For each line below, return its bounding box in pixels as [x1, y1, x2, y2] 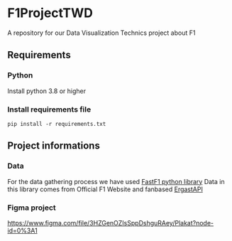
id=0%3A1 [7, 226, 38, 235]
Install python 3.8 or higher [7, 87, 87, 95]
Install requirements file [7, 105, 92, 114]
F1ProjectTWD [7, 5, 94, 21]
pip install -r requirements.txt [7, 120, 106, 127]
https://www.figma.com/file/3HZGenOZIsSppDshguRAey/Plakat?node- [7, 218, 214, 227]
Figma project [7, 203, 57, 213]
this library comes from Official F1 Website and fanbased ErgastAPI [7, 185, 204, 193]
